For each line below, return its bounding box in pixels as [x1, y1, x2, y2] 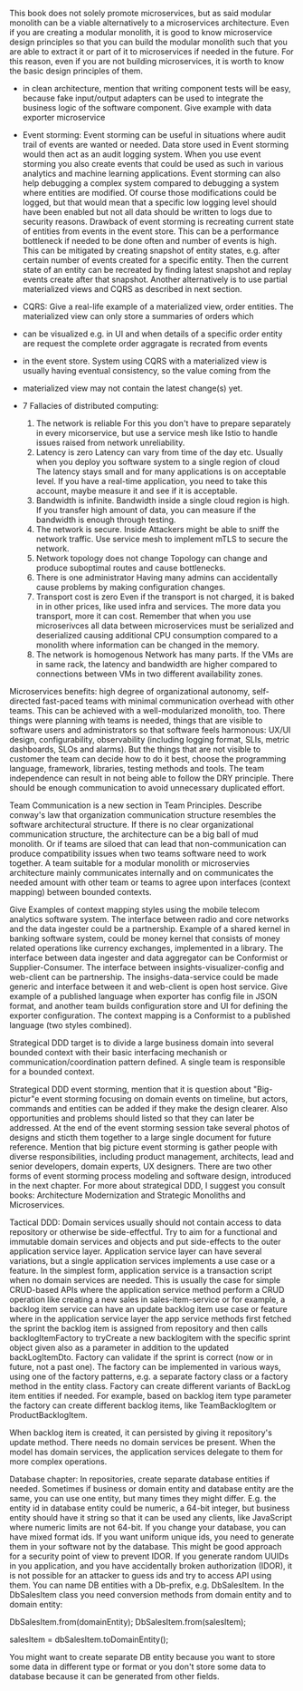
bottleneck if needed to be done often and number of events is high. [22, 236, 278, 246]
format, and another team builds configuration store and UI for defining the [9, 1001, 289, 1011]
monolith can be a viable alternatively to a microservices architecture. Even [9, 17, 289, 28]
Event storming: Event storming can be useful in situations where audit [22, 130, 287, 140]
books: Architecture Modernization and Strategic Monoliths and [9, 1190, 246, 1200]
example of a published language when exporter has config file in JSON [9, 991, 278, 1001]
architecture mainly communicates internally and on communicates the [9, 868, 274, 878]
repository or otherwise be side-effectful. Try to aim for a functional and [9, 1227, 278, 1237]
